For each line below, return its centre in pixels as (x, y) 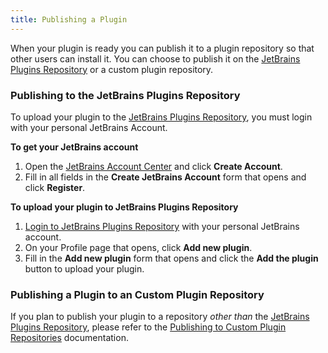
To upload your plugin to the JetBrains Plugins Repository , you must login (161, 117)
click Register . (55, 187)
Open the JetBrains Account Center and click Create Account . (153, 166)
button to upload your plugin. (84, 268)
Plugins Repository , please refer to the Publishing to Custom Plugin (148, 327)
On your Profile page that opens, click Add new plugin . (138, 247)
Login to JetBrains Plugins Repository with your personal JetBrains (162, 226)
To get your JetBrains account (74, 147)
